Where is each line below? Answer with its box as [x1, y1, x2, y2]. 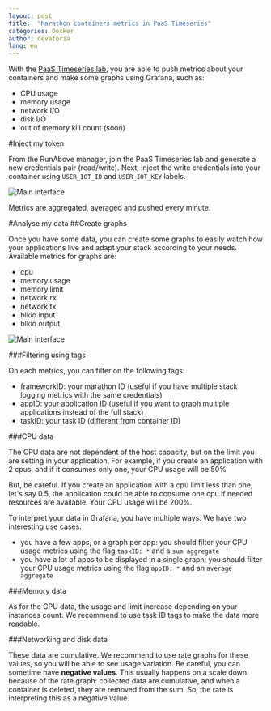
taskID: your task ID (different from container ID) [19, 416, 181, 426]
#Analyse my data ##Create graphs [8, 219, 127, 228]
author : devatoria [8, 34, 70, 43]
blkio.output [19, 319, 61, 329]
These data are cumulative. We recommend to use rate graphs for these [8, 650, 248, 660]
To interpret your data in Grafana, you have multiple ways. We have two [8, 513, 247, 523]
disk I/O [19, 114, 47, 124]
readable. [8, 619, 40, 628]
